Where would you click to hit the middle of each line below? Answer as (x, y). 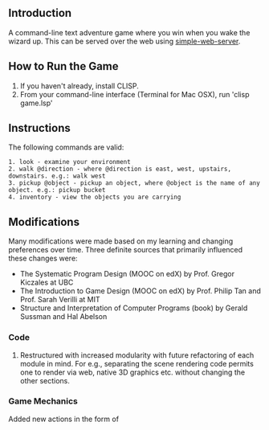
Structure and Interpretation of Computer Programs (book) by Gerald (134, 308)
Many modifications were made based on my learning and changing (121, 241)
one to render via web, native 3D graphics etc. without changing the (132, 372)
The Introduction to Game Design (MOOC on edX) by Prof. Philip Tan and (140, 291)
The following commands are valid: (66, 147)
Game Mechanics (43, 401)
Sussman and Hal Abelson (63, 317)
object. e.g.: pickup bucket (57, 190)
